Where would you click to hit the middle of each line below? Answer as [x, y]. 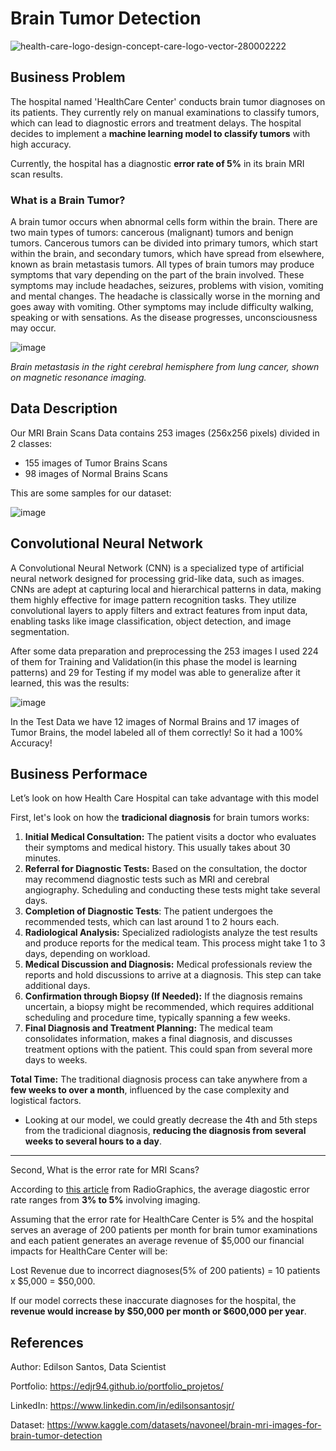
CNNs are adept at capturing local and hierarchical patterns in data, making [166, 589]
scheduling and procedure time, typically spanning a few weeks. [157, 1018]
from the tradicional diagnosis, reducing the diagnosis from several [165, 1131]
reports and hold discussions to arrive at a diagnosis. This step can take [173, 975]
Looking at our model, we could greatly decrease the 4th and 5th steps [171, 1120]
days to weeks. [56, 1060]
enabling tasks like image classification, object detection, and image [151, 621]
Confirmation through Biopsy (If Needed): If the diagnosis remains [163, 996]
